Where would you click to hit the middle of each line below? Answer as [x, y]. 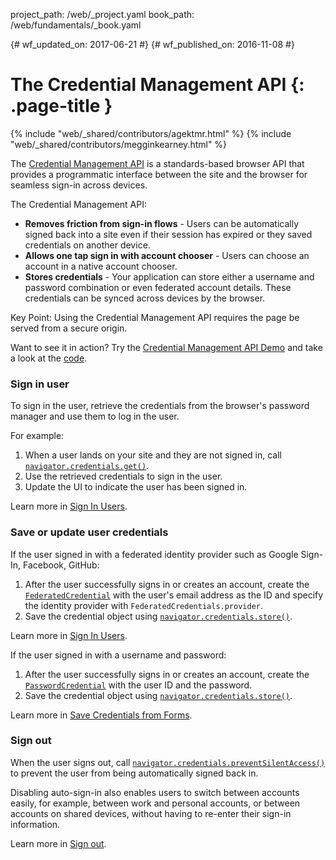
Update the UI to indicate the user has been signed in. [136, 487]
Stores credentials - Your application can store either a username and [169, 276]
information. [35, 824]
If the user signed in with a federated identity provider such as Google [154, 554]
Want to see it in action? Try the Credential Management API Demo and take [166, 347]
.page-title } [61, 106]
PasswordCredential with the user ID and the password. [138, 685]
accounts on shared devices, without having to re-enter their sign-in [151, 813]
